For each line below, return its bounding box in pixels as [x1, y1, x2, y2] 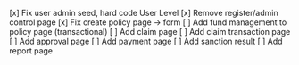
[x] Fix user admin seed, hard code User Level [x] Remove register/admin [9, 8, 278, 18]
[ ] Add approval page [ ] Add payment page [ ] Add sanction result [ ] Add [9, 36, 283, 46]
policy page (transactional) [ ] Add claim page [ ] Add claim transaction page [9, 27, 291, 37]
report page [9, 45, 54, 56]
